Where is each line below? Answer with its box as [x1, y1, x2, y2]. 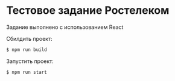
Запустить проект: [6, 58, 54, 65]
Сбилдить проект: [6, 35, 52, 42]
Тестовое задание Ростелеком [6, 4, 170, 17]
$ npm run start [6, 69, 47, 75]
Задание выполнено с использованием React [6, 23, 124, 31]
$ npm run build [6, 46, 47, 53]
